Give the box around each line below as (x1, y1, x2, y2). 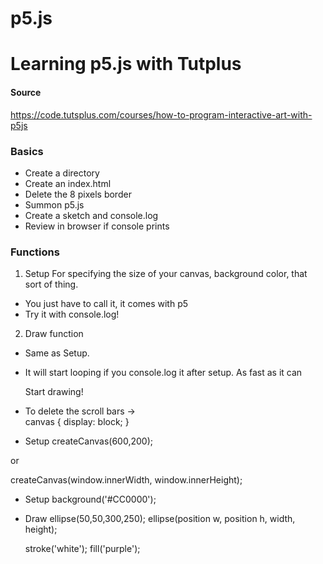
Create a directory (24, 167, 100, 179)
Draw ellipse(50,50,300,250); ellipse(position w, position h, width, (24, 513, 296, 525)
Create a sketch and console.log (24, 209, 159, 221)
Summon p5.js (24, 198, 85, 211)
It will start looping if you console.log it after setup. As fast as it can (24, 367, 303, 379)
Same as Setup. (24, 347, 90, 359)
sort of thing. (24, 278, 79, 291)
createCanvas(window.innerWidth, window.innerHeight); (10, 474, 243, 486)
